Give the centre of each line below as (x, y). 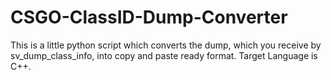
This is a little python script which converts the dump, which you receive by (166, 45)
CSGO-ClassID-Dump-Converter (149, 17)
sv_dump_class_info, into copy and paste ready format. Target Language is (164, 55)
